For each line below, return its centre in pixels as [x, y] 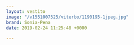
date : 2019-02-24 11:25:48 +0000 [47, 28]
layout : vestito [26, 11]
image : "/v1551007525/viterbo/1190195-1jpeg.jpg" [68, 17]
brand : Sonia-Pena [28, 22]
